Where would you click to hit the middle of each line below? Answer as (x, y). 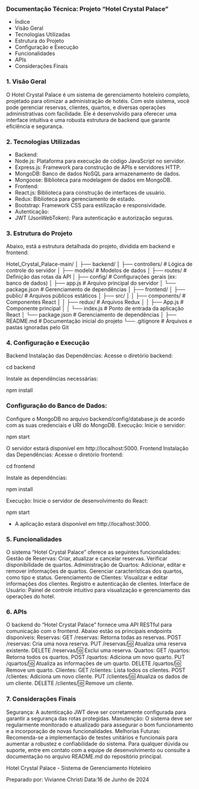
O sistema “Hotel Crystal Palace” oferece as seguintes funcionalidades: (94, 552)
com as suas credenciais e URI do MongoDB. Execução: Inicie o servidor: (96, 425)
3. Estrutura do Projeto (40, 233)
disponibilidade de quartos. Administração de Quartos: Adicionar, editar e (96, 565)
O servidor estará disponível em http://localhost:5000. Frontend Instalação (97, 448)
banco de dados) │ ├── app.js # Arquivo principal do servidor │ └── (91, 283)
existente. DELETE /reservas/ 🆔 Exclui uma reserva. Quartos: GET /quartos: (98, 650)
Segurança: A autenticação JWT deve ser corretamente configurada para (96, 712)
